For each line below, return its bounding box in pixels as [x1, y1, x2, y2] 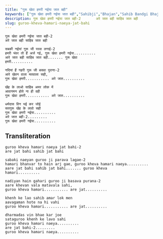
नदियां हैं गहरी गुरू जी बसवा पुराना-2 [5, 68, 60, 73]
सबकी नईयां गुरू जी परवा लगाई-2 [5, 47, 55, 51]
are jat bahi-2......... [5, 225, 55, 230]
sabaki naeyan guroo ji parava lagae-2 [5, 158, 86, 162]
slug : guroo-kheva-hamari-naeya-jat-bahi [5, 20, 90, 26]
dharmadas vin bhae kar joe [5, 213, 62, 218]
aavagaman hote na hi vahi [5, 200, 60, 205]
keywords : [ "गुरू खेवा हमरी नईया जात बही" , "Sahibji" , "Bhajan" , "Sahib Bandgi [5, 12, 148, 16]
